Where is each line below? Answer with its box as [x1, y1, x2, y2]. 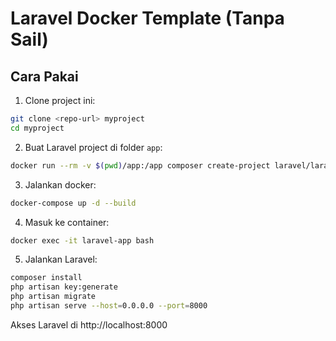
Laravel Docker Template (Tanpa [10, 7, 285, 30]
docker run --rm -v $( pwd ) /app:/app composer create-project [10, 160, 271, 171]
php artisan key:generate [10, 282, 118, 292]
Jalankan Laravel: [24, 253, 98, 266]
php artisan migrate [10, 292, 97, 302]
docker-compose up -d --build [10, 198, 137, 208]
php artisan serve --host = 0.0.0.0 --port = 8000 [10, 301, 208, 311]
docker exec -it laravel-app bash [10, 235, 155, 246]
